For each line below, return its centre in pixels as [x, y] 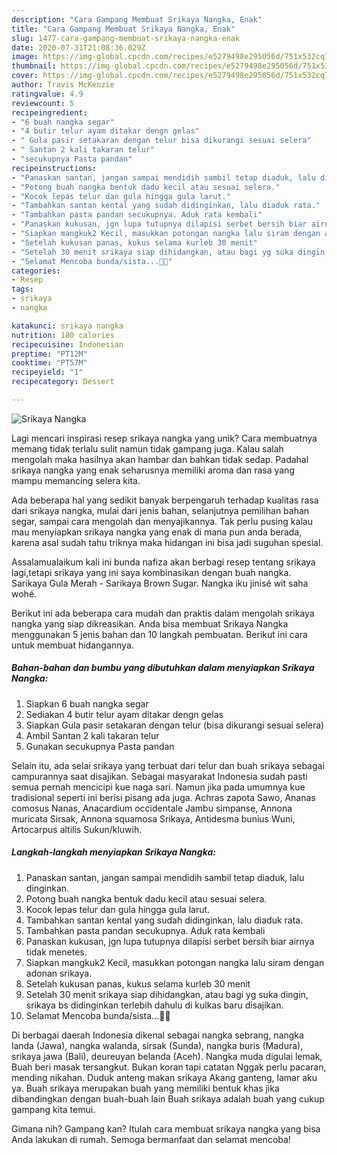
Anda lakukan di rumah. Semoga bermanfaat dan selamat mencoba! [151, 1139]
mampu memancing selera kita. [76, 480]
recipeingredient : [49, 112]
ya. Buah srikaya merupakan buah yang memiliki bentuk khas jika [145, 1088]
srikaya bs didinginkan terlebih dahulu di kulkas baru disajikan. [154, 1005]
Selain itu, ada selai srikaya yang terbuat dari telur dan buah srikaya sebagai [168, 765]
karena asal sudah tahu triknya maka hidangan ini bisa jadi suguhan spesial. [167, 542]
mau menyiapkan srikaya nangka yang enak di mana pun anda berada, [157, 532]
